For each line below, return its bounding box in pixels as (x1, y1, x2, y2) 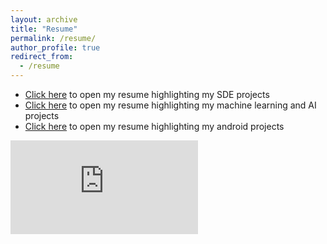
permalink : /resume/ (10, 33, 97, 43)
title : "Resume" (10, 24, 78, 34)
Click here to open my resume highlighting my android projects (24, 121, 285, 132)
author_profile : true (10, 42, 101, 53)
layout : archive (10, 14, 78, 25)
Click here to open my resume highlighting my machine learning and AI (24, 99, 317, 111)
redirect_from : (10, 52, 74, 62)
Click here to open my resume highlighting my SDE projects (24, 89, 270, 100)
